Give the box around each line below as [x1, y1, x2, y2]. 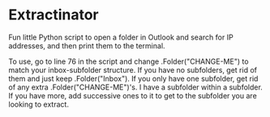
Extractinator [8, 6, 99, 24]
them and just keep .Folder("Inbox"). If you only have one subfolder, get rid [8, 73, 259, 83]
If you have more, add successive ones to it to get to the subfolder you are [8, 90, 257, 100]
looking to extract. [8, 99, 69, 109]
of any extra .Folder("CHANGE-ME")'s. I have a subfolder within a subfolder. [8, 82, 264, 92]
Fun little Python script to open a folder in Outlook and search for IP [8, 32, 234, 42]
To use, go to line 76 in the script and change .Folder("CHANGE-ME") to [8, 56, 249, 66]
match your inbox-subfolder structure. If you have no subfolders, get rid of [8, 65, 258, 74]
